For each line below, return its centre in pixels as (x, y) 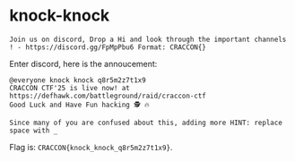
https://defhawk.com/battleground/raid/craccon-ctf (108, 96)
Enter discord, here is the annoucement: (83, 64)
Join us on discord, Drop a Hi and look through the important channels (148, 39)
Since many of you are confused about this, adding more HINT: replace (146, 123)
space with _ (34, 131)
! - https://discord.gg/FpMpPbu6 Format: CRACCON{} (108, 47)
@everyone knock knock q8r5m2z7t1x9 (78, 80)
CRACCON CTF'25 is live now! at (69, 88)
